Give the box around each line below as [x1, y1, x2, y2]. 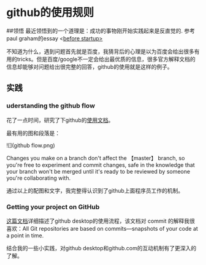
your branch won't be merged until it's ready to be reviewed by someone [6, 167, 191, 175]
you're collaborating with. [6, 174, 71, 182]
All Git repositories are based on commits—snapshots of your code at [22, 225, 198, 232]
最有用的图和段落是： [6, 129, 60, 137]
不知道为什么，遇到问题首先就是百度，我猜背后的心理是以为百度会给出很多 [6, 47, 194, 55]
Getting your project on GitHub [6, 202, 100, 211]
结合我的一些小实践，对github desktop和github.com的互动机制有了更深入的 [6, 244, 197, 252]
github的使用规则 [6, 6, 94, 20]
